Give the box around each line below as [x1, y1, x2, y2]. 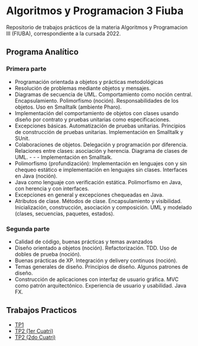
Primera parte [6, 65, 47, 73]
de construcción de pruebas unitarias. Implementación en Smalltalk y [14, 128, 184, 135]
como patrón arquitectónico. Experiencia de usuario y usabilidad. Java [14, 282, 187, 289]
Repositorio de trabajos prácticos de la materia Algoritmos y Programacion [6, 24, 188, 31]
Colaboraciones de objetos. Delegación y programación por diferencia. [14, 141, 188, 148]
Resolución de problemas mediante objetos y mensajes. [14, 84, 151, 92]
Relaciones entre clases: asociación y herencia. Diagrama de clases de [14, 147, 188, 154]
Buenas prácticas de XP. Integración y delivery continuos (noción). [14, 257, 178, 264]
